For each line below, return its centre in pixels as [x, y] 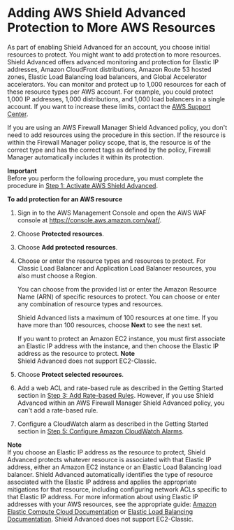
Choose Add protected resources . [67, 247]
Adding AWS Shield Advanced [97, 13]
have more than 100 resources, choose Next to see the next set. [110, 325]
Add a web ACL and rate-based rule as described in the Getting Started [120, 388]
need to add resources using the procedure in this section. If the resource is [116, 135]
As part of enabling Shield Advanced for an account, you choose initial [109, 47]
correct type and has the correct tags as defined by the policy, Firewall [109, 150]
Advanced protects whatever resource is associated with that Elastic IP [109, 459]
